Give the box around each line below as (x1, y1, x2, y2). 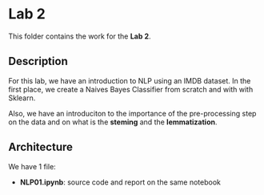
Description (8, 55, 68, 68)
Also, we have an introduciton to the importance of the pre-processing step (8, 108, 257, 118)
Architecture (8, 140, 74, 154)
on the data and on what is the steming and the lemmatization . (8, 117, 218, 127)
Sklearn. (8, 93, 36, 103)
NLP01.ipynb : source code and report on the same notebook (19, 177, 222, 187)
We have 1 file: (8, 161, 56, 171)
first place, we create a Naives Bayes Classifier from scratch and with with (8, 84, 254, 94)
